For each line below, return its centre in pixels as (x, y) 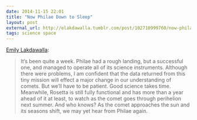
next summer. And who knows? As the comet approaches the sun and (105, 105)
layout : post (22, 22)
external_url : (23, 28)
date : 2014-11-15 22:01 (35, 11)
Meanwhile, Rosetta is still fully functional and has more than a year (102, 92)
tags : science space (31, 33)
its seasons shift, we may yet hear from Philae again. (84, 111)
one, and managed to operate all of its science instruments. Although (104, 67)
